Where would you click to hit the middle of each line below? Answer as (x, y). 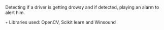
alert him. (15, 12)
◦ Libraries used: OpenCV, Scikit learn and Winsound (60, 22)
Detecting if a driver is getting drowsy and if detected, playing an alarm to (82, 7)
